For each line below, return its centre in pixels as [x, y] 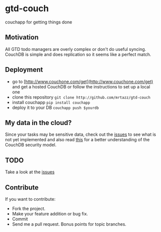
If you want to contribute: [30, 199]
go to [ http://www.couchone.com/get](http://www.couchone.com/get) [82, 82]
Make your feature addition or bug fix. [50, 214]
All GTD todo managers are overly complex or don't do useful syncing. [76, 49]
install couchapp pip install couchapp [51, 102]
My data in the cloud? [38, 123]
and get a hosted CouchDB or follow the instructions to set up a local [81, 86]
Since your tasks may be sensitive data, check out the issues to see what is [81, 134]
